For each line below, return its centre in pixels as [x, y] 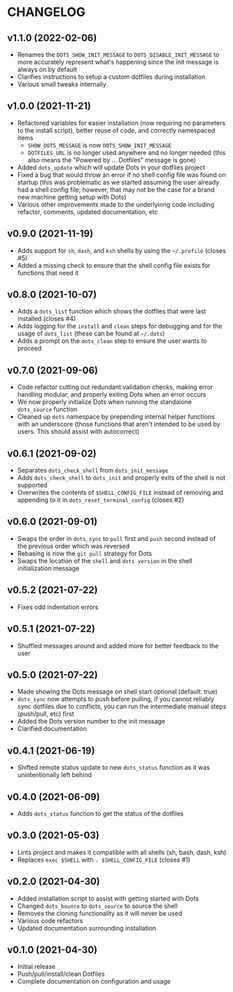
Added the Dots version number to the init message [91, 722]
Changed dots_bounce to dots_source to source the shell [97, 906]
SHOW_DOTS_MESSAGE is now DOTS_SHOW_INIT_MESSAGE [99, 145]
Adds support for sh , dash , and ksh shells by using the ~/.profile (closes [121, 250]
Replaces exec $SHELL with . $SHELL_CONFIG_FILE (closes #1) [104, 860]
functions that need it [48, 273]
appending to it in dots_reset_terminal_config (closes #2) [101, 500]
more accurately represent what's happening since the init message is [118, 62]
